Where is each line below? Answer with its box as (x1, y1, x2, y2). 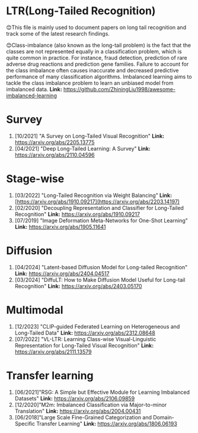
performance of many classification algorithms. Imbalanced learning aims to (6, 73, 192, 80)
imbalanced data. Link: (6, 85, 62, 93)
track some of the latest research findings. (6, 30, 110, 37)
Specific (14, 420, 36, 427)
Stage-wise (6, 172, 65, 186)
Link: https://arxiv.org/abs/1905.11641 (14, 223, 106, 230)
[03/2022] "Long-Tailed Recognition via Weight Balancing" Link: (14, 192, 173, 199)
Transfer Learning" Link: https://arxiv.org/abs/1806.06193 (36, 420, 178, 427)
